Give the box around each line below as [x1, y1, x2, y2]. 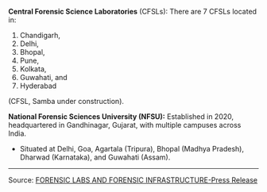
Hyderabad [19, 81, 57, 90]
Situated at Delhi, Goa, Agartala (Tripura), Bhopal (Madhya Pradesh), [19, 144, 245, 153]
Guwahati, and [19, 73, 68, 82]
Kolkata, [19, 64, 47, 74]
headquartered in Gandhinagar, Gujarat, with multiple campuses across [8, 121, 242, 129]
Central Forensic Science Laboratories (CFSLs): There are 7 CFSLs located [8, 7, 257, 16]
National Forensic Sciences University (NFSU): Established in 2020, [8, 112, 234, 121]
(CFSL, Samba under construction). [8, 97, 125, 106]
